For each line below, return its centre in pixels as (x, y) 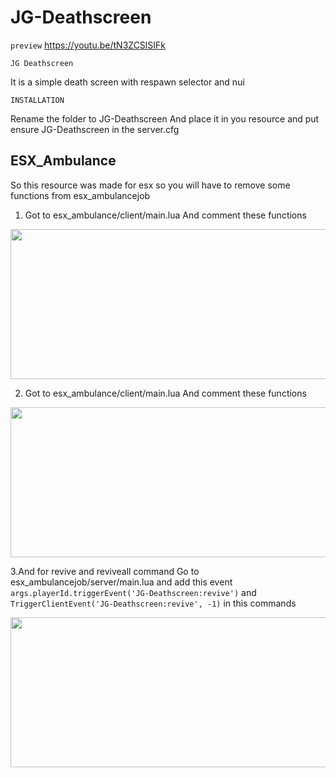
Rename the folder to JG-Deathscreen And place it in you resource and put (165, 118)
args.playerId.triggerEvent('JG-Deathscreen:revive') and (133, 592)
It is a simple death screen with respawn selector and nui (127, 82)
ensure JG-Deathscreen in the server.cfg (95, 129)
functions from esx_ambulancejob (80, 195)
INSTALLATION (37, 100)
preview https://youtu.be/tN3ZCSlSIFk (88, 45)
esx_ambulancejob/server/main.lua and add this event (121, 582)
